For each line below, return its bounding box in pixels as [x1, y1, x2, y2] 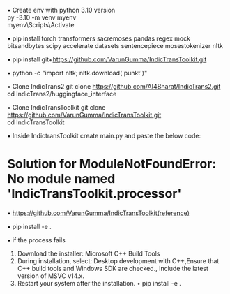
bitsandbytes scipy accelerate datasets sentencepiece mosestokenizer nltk [7, 42, 223, 50]
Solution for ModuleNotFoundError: [7, 156, 217, 172]
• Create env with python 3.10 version [7, 6, 116, 14]
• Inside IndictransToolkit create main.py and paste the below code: [7, 132, 201, 140]
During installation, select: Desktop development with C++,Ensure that [17, 256, 220, 265]
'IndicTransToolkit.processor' [7, 186, 182, 202]
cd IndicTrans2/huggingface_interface [7, 90, 117, 98]
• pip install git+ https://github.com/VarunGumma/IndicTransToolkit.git [7, 55, 207, 64]
